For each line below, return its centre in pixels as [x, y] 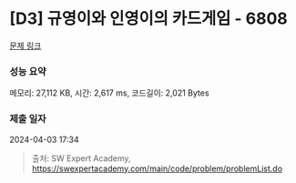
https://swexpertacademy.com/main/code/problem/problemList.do [157, 168]
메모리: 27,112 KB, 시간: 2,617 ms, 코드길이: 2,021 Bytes [109, 93]
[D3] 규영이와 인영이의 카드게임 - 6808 [149, 19]
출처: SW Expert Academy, [81, 158]
